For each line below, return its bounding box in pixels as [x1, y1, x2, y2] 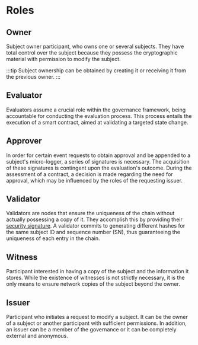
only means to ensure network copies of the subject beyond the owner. [6, 280, 181, 287]
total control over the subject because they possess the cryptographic [6, 49, 178, 56]
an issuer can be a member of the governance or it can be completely [6, 326, 177, 333]
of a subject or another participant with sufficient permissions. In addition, [6, 320, 187, 327]
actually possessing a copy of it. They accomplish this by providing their [6, 216, 183, 223]
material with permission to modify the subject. [6, 56, 121, 62]
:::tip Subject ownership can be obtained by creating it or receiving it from [6, 67, 187, 74]
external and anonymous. [6, 333, 68, 340]
